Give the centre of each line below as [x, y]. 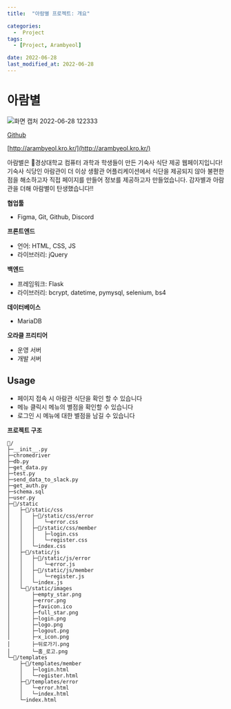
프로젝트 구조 [25, 430]
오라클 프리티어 [28, 335]
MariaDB [30, 321]
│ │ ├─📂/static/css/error [51, 516]
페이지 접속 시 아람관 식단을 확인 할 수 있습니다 [80, 398]
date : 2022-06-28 [32, 58]
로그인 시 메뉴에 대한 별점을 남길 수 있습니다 [76, 415]
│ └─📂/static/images [40, 588]
